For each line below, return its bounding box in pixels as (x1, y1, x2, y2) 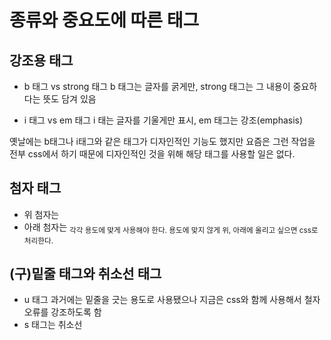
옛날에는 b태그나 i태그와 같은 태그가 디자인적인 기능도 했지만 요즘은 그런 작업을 (9, 136, 316, 147)
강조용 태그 (9, 52, 74, 69)
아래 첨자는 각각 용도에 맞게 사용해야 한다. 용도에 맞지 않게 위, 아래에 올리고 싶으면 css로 (23, 221, 319, 235)
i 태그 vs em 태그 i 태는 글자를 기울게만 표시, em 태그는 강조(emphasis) (23, 114, 304, 126)
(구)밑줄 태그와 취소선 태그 (9, 266, 162, 282)
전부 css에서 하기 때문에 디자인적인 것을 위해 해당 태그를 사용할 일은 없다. (9, 148, 296, 160)
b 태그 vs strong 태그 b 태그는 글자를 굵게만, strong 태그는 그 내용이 (23, 81, 291, 92)
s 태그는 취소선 (23, 319, 83, 331)
